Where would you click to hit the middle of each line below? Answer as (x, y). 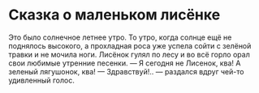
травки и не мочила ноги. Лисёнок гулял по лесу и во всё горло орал (129, 54)
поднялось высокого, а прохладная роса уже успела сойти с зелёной (130, 45)
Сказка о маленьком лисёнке (114, 15)
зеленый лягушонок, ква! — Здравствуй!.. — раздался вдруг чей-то (126, 71)
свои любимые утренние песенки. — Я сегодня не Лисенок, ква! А (125, 63)
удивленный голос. (41, 80)
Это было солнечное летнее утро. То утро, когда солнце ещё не (120, 37)
